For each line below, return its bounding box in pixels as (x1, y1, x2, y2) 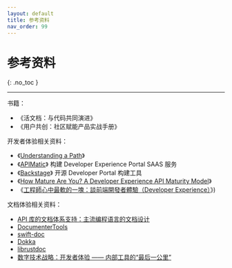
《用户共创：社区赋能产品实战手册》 (17, 123, 121, 131)
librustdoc (17, 245, 46, 253)
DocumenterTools (17, 223, 68, 231)
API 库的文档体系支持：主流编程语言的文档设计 (17, 215, 151, 224)
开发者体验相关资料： (7, 137, 68, 145)
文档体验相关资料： (7, 200, 62, 208)
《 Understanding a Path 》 (17, 152, 85, 160)
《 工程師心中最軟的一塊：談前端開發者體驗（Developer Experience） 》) (17, 186, 216, 194)
